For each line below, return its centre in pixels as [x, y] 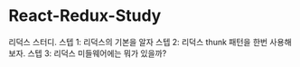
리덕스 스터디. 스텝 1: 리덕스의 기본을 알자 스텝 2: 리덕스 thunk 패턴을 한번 [138, 42]
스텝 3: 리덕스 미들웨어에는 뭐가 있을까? [97, 53]
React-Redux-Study [85, 16]
